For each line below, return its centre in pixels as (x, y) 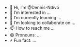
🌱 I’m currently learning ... (35, 18)
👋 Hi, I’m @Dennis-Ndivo (34, 7)
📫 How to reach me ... (32, 28)
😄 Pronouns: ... (25, 35)
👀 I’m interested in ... (30, 12)
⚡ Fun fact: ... (23, 40)
